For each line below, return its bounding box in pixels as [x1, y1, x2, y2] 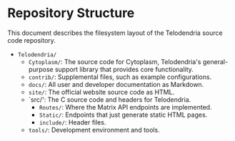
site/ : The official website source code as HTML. [28, 88, 175, 96]
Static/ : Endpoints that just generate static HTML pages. [39, 110, 208, 119]
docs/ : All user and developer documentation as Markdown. [28, 80, 204, 88]
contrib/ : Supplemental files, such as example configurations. [28, 73, 212, 81]
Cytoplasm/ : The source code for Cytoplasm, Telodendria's [28, 57, 201, 66]
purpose [28, 65, 54, 73]
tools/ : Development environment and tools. [28, 125, 160, 134]
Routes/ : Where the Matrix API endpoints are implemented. [39, 103, 212, 111]
